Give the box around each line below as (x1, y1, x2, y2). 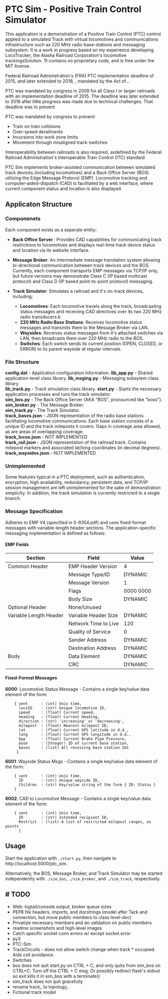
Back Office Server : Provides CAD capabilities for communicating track (12, 236, 162, 242)
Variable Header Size (68, 612, 118, 619)
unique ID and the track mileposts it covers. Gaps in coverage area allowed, (5, 423, 161, 429)
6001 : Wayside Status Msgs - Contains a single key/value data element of (5, 758, 158, 764)
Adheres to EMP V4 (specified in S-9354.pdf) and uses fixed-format (5, 519, 146, 525)
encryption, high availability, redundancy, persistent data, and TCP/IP (5, 479, 148, 485)
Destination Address (68, 644, 116, 651)
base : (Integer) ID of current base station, (18, 740, 129, 745)
